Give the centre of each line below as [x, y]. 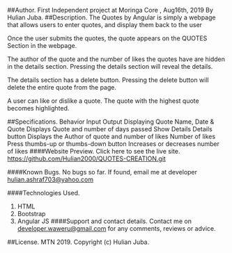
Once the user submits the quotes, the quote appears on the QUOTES [107, 38]
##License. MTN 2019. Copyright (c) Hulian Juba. [78, 242]
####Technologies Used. [44, 193]
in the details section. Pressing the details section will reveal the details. [110, 66]
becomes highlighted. [38, 108]
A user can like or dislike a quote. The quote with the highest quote [103, 101]
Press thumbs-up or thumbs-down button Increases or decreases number [114, 144]
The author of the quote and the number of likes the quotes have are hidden [116, 59]
